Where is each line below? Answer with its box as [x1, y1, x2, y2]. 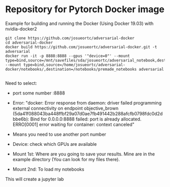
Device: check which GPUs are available [12, 141, 97, 147]
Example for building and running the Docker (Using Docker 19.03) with [5, 20, 154, 26]
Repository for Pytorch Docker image [5, 4, 164, 15]
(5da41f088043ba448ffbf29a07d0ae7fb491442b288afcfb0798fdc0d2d [12, 110, 163, 116]
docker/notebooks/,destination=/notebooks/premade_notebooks [5, 67, 137, 72]
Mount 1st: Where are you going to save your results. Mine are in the [12, 151, 155, 157]
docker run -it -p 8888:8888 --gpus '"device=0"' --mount [5, 53, 130, 58]
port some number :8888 [12, 90, 65, 96]
